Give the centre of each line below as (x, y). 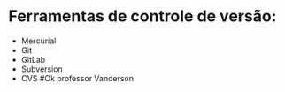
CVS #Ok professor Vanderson (77, 78)
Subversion (42, 69)
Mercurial (39, 41)
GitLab (33, 59)
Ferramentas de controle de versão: (142, 16)
